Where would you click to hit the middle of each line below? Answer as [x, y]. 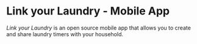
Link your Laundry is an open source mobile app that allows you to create [99, 28]
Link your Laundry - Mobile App [88, 11]
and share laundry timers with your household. [65, 34]
